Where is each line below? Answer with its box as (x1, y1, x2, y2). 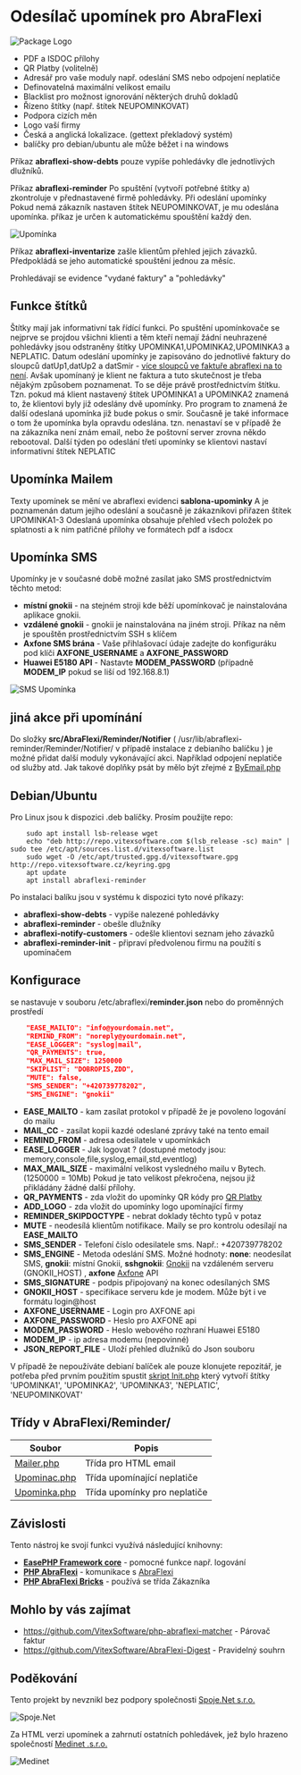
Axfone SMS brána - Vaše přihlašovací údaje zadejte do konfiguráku (22, 638, 277, 649)
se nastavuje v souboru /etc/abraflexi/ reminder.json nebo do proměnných (10, 997, 284, 1007)
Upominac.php (14, 1471, 77, 1484)
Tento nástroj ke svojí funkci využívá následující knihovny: (10, 1540, 223, 1551)
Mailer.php (14, 1457, 60, 1469)
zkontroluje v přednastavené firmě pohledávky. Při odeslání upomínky (10, 192, 267, 203)
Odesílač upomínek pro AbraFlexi (10, 6, 263, 27)
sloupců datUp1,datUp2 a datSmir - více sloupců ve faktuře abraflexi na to (10, 360, 282, 371)
